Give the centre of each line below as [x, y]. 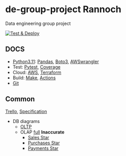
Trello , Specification [26, 111]
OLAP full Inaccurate [42, 132]
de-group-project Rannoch [63, 9]
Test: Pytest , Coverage [37, 67]
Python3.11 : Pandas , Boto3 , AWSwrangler [56, 61]
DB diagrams [26, 121]
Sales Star [38, 137]
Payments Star [43, 148]
